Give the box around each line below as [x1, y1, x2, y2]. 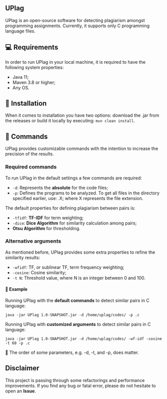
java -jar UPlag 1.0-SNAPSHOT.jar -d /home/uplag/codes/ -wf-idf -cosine [5, 336, 162, 341]
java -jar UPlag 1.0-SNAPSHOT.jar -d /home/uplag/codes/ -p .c [5, 313, 140, 318]
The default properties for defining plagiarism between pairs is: [5, 205, 135, 211]
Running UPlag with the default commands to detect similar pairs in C [5, 298, 150, 304]
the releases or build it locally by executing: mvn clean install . [5, 118, 135, 124]
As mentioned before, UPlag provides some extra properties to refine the [5, 249, 155, 255]
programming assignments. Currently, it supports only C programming [5, 23, 150, 29]
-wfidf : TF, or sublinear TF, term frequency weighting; [12, 264, 124, 270]
